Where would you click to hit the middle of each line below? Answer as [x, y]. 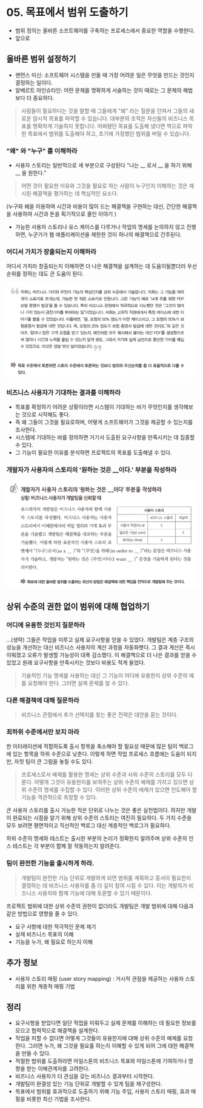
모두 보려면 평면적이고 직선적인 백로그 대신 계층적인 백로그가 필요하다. [89, 826]
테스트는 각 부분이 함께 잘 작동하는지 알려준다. [67, 846]
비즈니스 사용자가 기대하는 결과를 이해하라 [64, 392]
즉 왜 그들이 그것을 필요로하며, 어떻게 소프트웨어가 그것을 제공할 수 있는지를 [104, 422]
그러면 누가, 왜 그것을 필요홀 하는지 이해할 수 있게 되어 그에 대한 [103, 1046]
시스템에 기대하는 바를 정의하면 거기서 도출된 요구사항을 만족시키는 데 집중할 [105, 437]
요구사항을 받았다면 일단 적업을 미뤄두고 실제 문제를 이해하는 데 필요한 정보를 [106, 1023]
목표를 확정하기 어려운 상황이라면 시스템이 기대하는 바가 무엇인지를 [94, 407]
